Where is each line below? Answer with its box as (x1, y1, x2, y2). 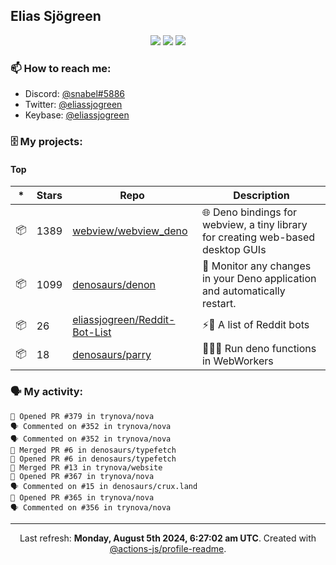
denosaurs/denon (72, 278, 157, 292)
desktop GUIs (201, 243, 267, 257)
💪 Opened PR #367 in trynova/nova (10, 471, 155, 481)
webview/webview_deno (72, 224, 188, 238)
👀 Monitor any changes (201, 259, 312, 273)
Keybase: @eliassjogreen (24, 109, 130, 121)
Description (233, 189, 290, 203)
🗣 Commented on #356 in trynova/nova (10, 502, 172, 513)
